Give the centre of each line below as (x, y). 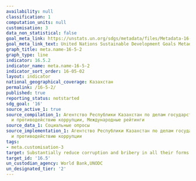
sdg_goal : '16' (24, 104)
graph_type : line (27, 55)
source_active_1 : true (34, 109)
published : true (26, 93)
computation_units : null (36, 22)
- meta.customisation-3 (35, 147)
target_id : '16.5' (28, 158)
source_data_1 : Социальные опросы (48, 126)
